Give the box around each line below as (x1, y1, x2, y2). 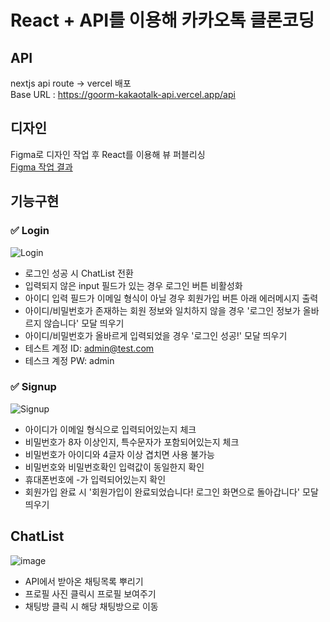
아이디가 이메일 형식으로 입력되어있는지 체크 (24, 423, 197, 435)
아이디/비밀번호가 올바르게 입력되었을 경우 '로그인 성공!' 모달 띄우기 (24, 329, 288, 341)
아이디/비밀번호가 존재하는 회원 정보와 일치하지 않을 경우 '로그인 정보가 (24, 304, 301, 316)
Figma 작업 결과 (10, 161, 73, 173)
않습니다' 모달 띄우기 (43, 317, 125, 329)
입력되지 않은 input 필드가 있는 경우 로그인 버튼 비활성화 (24, 279, 243, 291)
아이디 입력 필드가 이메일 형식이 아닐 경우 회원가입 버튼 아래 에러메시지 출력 (24, 292, 319, 304)
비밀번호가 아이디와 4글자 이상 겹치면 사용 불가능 (24, 448, 215, 460)
